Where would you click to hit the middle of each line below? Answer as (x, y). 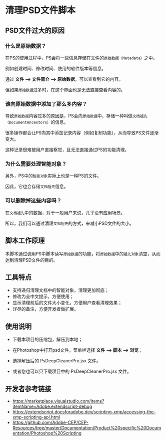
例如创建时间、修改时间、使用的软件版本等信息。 (55, 68)
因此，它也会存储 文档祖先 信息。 (37, 187)
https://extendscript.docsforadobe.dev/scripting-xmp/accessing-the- (84, 412)
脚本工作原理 (25, 241)
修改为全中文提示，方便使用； (43, 297)
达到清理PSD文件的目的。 (32, 260)
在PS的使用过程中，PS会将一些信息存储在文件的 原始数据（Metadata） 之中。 (81, 58)
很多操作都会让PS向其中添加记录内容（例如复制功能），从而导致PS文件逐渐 (82, 133)
